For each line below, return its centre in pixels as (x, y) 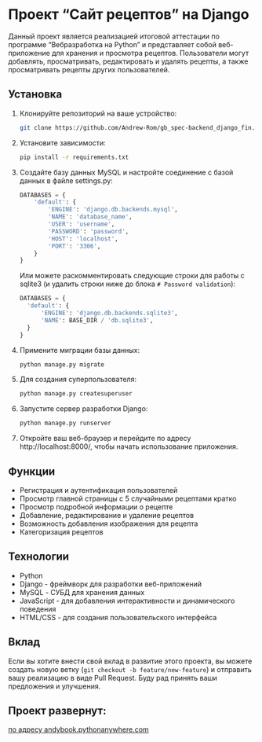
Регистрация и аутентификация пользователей (98, 490)
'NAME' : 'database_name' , (90, 217)
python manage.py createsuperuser (76, 394)
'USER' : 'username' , (82, 224)
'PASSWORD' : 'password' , (89, 231)
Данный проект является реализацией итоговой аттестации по (114, 36)
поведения (38, 609)
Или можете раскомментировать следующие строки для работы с (132, 276)
